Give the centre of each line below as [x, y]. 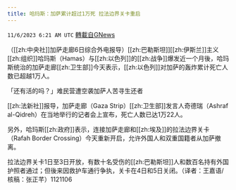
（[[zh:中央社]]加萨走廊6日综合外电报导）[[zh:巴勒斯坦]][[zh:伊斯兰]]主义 [113, 49]
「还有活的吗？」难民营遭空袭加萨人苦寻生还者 [75, 90]
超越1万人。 [36, 76]
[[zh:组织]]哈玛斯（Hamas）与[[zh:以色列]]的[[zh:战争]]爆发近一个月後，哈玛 [118, 58]
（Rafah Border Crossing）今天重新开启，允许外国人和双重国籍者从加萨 [111, 138]
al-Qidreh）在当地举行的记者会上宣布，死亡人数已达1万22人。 [97, 114]
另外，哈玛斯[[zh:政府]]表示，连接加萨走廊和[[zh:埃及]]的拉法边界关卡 [108, 129]
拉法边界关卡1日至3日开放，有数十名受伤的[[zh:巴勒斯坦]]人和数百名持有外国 [118, 161]
